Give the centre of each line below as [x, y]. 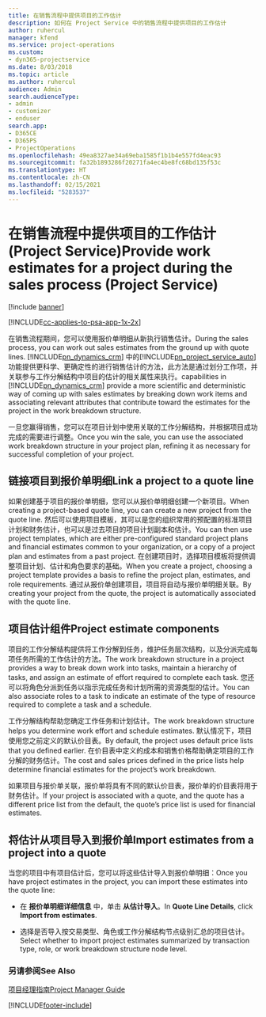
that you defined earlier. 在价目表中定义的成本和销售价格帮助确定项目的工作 [131, 751]
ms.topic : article [38, 74]
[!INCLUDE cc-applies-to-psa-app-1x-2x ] [75, 322]
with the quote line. [40, 601]
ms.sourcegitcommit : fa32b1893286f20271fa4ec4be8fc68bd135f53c [115, 163]
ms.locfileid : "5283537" [49, 192]
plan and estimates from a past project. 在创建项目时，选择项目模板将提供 [129, 556]
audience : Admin [35, 89]
